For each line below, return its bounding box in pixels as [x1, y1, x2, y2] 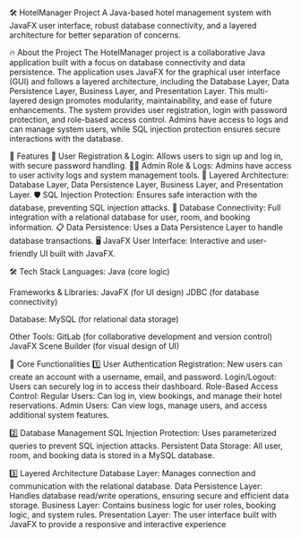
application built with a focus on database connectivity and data [9, 57, 246, 67]
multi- [245, 86, 269, 96]
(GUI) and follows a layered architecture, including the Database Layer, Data [9, 76, 289, 87]
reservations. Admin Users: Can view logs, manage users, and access [9, 400, 268, 411]
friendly [9, 248, 39, 258]
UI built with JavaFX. [39, 248, 116, 258]
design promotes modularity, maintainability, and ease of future [39, 95, 273, 106]
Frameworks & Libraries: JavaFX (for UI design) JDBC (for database [9, 287, 260, 298]
